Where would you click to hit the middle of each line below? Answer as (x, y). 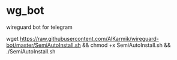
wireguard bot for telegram (40, 27)
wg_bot (25, 10)
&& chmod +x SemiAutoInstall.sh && (126, 45)
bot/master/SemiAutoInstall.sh (43, 45)
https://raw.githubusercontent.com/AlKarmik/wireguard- (89, 38)
